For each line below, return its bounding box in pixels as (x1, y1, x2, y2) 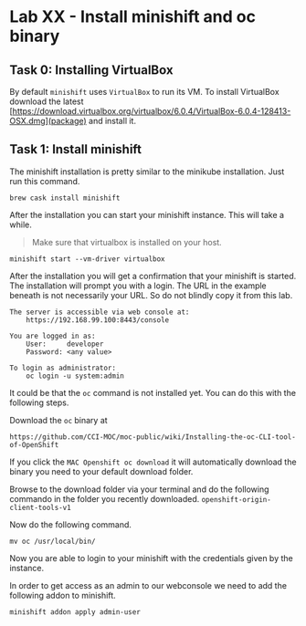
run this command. (9, 175, 80, 186)
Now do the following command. (9, 518, 132, 530)
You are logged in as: (9, 331, 96, 340)
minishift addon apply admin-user (9, 607, 142, 617)
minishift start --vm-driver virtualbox (9, 254, 166, 264)
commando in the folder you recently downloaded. (9, 493, 200, 504)
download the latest (9, 96, 84, 107)
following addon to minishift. (9, 589, 116, 600)
